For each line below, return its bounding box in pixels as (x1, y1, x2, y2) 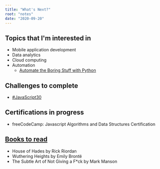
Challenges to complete (5, 81, 78, 90)
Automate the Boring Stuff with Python (19, 67, 96, 73)
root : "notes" (5, 12, 34, 16)
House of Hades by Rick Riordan (12, 148, 77, 154)
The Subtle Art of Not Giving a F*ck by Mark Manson (12, 158, 117, 164)
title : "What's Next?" (5, 7, 51, 12)
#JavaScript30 (12, 94, 42, 100)
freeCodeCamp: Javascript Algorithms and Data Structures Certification (12, 121, 156, 127)
